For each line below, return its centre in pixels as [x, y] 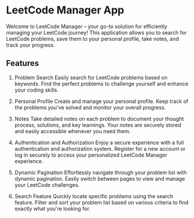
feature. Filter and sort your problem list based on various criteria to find [101, 202]
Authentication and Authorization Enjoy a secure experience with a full [99, 142]
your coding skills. [37, 90]
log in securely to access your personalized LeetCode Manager [91, 155]
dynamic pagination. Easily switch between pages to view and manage [100, 178]
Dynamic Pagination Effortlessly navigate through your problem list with [101, 172]
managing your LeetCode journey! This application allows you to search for [96, 32]
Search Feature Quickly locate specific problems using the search [94, 196]
